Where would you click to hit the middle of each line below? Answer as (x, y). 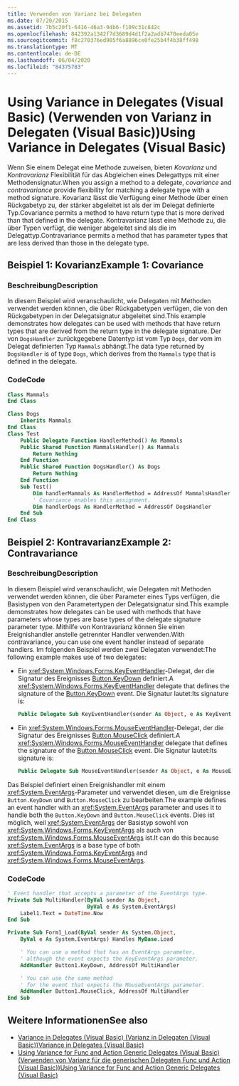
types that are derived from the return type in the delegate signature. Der (115, 331)
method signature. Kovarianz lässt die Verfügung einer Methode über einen (118, 197)
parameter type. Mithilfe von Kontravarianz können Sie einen (96, 626)
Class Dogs (23, 414)
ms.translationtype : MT (43, 47)
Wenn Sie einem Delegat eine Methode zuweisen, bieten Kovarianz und (112, 167)
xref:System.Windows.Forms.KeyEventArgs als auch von (91, 830)
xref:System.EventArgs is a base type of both (74, 845)
